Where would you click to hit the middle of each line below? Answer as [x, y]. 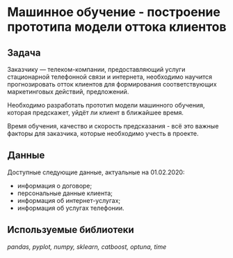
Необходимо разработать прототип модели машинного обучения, [106, 105]
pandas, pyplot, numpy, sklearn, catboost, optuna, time [87, 246]
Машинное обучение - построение [114, 12]
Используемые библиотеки [71, 230]
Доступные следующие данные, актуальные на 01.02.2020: [96, 172]
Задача [24, 53]
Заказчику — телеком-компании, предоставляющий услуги [96, 69]
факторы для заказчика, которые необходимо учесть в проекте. [103, 134]
